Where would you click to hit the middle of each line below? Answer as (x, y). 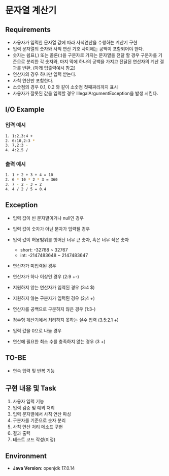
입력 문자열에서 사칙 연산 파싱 (42, 414)
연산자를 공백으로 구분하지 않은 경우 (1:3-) (54, 309)
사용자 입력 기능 (28, 401)
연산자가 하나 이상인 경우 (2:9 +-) (46, 276)
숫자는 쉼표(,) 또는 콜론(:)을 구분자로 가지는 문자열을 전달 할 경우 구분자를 (85, 55)
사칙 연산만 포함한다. (33, 80)
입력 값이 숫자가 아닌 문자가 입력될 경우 (51, 229)
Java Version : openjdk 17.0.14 (44, 468)
